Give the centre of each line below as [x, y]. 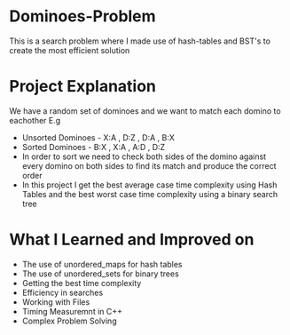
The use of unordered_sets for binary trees [100, 274]
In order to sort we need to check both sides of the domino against [144, 156]
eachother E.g [35, 120]
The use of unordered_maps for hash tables [102, 264]
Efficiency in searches [63, 292]
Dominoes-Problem [83, 16]
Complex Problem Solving [69, 321]
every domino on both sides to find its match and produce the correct [149, 165]
